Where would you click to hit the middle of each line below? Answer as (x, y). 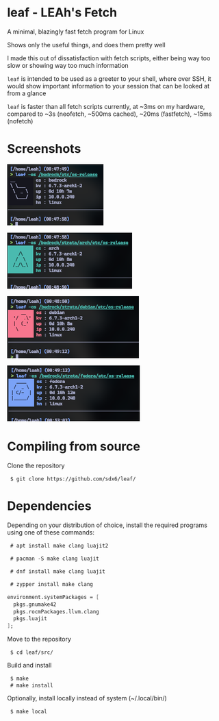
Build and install (29, 665)
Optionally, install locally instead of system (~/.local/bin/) (87, 698)
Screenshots (44, 149)
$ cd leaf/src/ (31, 652)
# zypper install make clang (52, 584)
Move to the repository (39, 639)
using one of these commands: (51, 532)
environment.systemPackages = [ (53, 597)
